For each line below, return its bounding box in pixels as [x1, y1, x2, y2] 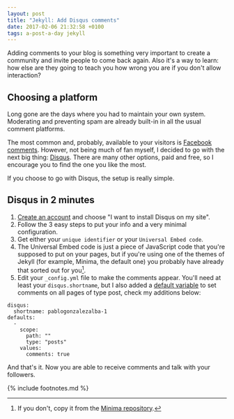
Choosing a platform [7, 91, 98, 103]
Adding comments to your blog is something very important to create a [7, 49, 211, 57]
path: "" [25, 332, 52, 339]
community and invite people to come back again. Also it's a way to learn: [7, 57, 219, 65]
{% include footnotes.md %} [7, 383, 89, 392]
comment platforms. [7, 125, 65, 133]
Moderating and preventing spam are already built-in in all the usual [7, 117, 202, 126]
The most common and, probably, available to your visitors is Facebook [7, 138, 212, 147]
